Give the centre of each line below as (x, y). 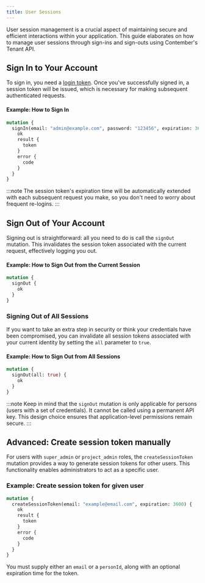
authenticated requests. (36, 96)
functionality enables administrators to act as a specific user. (83, 470)
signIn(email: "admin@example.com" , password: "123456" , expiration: (102, 128)
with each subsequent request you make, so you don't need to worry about (101, 197)
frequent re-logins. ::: (33, 204)
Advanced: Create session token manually (88, 442)
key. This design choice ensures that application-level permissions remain (99, 416)
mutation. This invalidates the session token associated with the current (96, 244)
